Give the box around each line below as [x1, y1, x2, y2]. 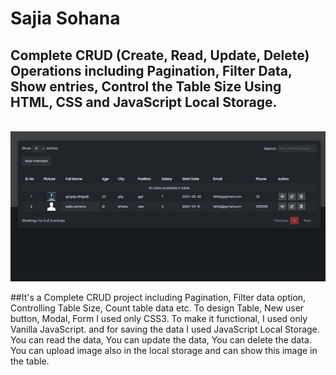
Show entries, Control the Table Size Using [10, 78, 282, 95]
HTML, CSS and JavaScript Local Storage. [10, 93, 278, 111]
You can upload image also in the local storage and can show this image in [10, 344, 318, 356]
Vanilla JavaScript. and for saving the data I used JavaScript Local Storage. [10, 323, 320, 335]
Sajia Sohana [10, 7, 121, 30]
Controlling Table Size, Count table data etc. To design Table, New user [10, 302, 305, 314]
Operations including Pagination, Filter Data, [10, 62, 293, 79]
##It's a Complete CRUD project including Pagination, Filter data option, [10, 291, 307, 303]
